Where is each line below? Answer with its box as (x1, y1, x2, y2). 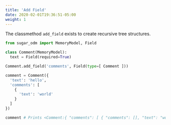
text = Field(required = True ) (10, 54, 72, 60)
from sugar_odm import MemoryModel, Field (5, 41, 97, 46)
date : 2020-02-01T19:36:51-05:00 (5, 12, 76, 17)
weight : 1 (5, 17, 26, 22)
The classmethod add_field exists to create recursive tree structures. (5, 31, 151, 37)
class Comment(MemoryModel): (5, 50, 67, 55)
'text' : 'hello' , (10, 77, 47, 83)
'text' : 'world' (18, 92, 53, 97)
